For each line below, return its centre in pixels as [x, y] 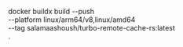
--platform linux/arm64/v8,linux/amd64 [72, 20]
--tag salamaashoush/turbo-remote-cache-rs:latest [91, 28]
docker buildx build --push [51, 11]
